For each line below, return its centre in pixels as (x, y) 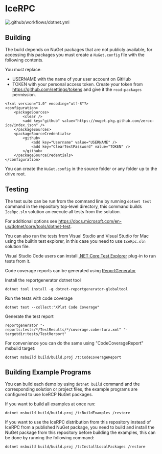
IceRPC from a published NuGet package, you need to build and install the (80, 427)
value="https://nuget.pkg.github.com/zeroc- (108, 121)
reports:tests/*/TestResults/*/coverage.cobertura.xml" (63, 330)
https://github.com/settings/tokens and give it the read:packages (77, 89)
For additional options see (31, 221)
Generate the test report (29, 316)
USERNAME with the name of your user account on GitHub (71, 79)
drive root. (15, 174)
